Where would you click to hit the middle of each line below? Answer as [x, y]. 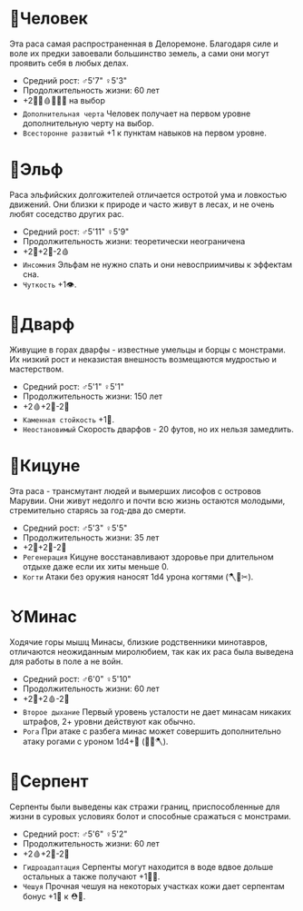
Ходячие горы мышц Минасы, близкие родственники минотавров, [138, 642]
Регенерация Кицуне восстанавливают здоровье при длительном [148, 557]
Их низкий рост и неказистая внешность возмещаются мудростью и [143, 359]
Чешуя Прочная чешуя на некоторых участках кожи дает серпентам [154, 886]
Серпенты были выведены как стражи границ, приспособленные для [145, 807]
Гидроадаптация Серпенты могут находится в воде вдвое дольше [148, 866]
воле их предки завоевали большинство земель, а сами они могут [140, 53]
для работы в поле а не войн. [67, 661]
